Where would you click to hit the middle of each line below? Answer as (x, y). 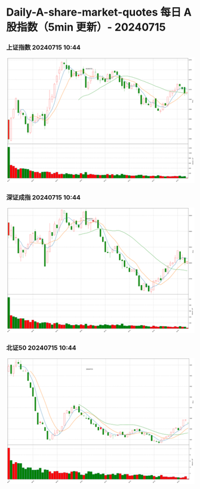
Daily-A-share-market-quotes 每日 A (99, 12)
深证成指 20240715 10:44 (43, 198)
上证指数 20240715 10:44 (43, 47)
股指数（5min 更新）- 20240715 (86, 27)
